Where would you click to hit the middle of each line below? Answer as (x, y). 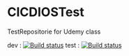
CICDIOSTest (46, 12)
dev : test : (44, 45)
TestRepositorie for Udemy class (54, 31)
